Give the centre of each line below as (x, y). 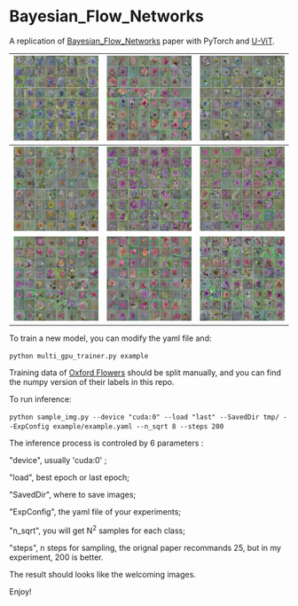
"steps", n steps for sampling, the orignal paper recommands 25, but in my (145, 547)
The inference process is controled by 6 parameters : (106, 443)
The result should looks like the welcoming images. (103, 574)
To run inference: (41, 399)
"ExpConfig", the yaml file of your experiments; (95, 511)
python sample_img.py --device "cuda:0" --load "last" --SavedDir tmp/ (144, 417)
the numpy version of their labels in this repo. (92, 382)
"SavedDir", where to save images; (73, 494)
